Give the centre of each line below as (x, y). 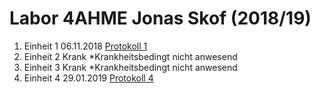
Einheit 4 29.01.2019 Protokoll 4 (88, 78)
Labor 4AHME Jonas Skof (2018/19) (160, 18)
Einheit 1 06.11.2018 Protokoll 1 (85, 46)
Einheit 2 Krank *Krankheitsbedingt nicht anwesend (130, 56)
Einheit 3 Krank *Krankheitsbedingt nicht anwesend (130, 67)
